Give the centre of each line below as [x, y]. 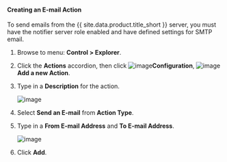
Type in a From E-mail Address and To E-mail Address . [95, 126]
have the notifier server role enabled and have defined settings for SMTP [110, 32]
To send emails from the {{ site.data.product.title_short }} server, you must [112, 25]
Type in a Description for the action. [68, 86]
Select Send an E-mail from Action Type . [75, 113]
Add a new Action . [43, 73]
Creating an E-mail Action [44, 10]
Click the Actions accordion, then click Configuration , [106, 66]
